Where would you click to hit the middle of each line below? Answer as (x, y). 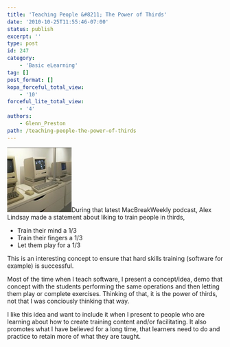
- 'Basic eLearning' (49, 65)
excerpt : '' (24, 36)
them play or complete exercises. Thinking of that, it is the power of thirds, (112, 293)
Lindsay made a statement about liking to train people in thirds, (96, 217)
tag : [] (18, 72)
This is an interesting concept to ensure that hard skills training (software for (115, 258)
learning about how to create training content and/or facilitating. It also (107, 322)
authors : (20, 116)
